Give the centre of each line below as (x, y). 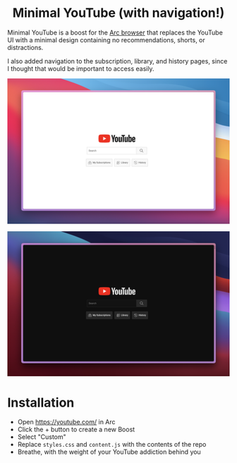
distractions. (25, 47)
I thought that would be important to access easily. (81, 68)
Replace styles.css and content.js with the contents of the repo (112, 445)
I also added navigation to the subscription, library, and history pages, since (117, 61)
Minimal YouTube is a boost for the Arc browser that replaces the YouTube (115, 32)
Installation (41, 402)
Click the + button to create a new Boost (76, 430)
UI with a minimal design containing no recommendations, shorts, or (107, 39)
